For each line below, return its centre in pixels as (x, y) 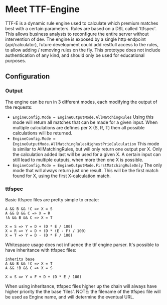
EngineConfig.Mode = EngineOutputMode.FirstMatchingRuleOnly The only (87, 165)
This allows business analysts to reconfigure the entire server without (77, 34)
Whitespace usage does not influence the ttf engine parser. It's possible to (82, 245)
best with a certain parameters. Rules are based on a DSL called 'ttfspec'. (81, 28)
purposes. (16, 60)
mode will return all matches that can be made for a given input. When (85, 122)
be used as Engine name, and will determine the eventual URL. (70, 297)
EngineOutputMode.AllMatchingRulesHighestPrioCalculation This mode (86, 143)
